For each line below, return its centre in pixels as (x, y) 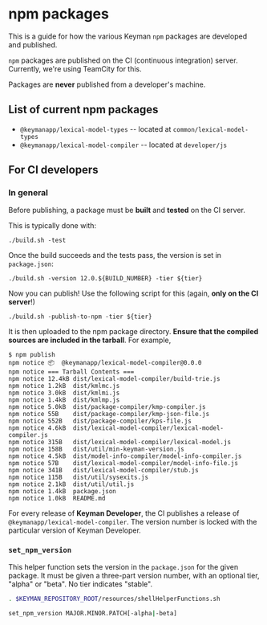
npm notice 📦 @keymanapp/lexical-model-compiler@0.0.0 (105, 363)
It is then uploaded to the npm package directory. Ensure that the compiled (133, 332)
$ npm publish (32, 355)
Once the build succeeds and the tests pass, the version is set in (115, 255)
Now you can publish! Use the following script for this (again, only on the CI (133, 293)
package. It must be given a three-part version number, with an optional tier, (134, 575)
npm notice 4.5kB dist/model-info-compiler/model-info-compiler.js (125, 456)
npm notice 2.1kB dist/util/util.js (71, 484)
